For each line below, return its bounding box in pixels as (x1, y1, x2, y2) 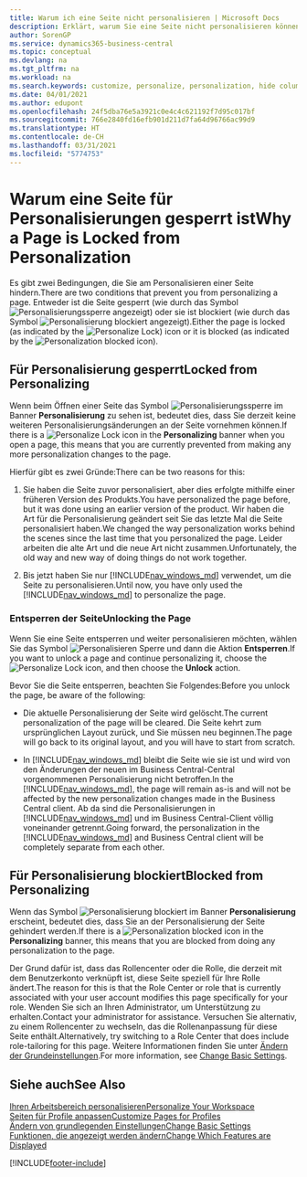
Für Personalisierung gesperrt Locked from (9, 362, 258, 377)
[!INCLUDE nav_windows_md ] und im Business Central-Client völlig (22, 812, 274, 823)
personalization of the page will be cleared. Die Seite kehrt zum (22, 716, 262, 727)
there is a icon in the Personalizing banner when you (9, 429, 285, 440)
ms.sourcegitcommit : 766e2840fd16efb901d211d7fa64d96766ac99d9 (9, 115, 256, 124)
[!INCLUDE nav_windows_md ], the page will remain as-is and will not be (22, 783, 291, 794)
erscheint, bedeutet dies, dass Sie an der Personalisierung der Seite (9, 916, 265, 928)
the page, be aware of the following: (9, 689, 146, 700)
